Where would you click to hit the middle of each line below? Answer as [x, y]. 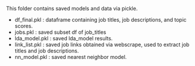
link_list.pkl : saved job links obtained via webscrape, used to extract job [102, 44]
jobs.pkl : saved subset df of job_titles [60, 32]
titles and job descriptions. [47, 51]
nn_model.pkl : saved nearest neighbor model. [71, 57]
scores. [24, 26]
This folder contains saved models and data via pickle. [72, 8]
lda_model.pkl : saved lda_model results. [63, 38]
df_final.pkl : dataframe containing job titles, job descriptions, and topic [100, 20]
